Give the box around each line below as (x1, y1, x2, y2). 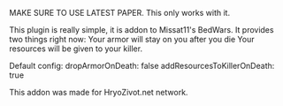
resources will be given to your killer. (9, 43, 143, 54)
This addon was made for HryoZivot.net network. (9, 87, 188, 97)
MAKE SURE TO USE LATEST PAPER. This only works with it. (9, 8, 231, 18)
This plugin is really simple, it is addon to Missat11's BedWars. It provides (9, 25, 274, 34)
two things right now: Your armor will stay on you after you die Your (9, 34, 255, 44)
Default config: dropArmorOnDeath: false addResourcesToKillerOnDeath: (9, 61, 275, 71)
